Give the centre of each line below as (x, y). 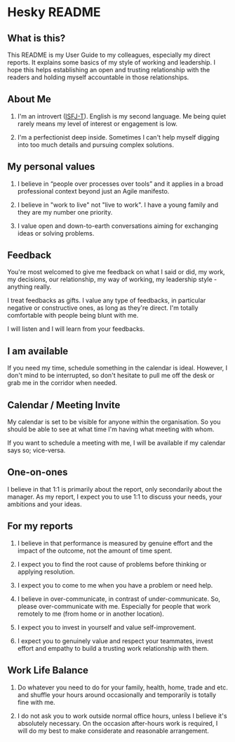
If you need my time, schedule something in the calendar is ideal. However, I (117, 368)
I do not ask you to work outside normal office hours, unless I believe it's (122, 715)
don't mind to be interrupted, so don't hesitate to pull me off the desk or (111, 375)
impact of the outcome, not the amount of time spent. (95, 551)
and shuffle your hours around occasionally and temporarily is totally (116, 694)
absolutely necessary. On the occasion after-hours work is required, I (117, 723)
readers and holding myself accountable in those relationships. (98, 77)
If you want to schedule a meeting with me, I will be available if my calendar (116, 443)
